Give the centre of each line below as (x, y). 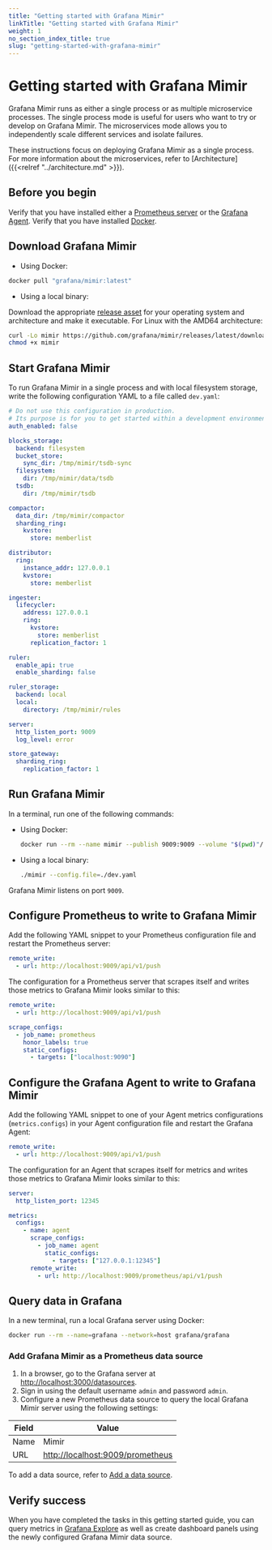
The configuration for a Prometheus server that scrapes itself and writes (129, 982)
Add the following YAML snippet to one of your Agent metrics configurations (136, 1115)
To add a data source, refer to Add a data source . (90, 1475)
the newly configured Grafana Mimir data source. (90, 1537)
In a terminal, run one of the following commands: (91, 813)
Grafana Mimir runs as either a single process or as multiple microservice (130, 109)
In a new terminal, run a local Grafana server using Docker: (106, 1321)
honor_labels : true (56, 1042)
